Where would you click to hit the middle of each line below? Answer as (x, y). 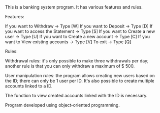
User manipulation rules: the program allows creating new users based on (80, 75)
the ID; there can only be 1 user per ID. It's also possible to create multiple (80, 81)
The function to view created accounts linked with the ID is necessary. (76, 96)
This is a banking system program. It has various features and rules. (74, 7)
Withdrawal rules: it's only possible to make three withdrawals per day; (77, 61)
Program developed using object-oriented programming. (62, 105)
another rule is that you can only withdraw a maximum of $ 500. (70, 66)
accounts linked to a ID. (29, 86)
